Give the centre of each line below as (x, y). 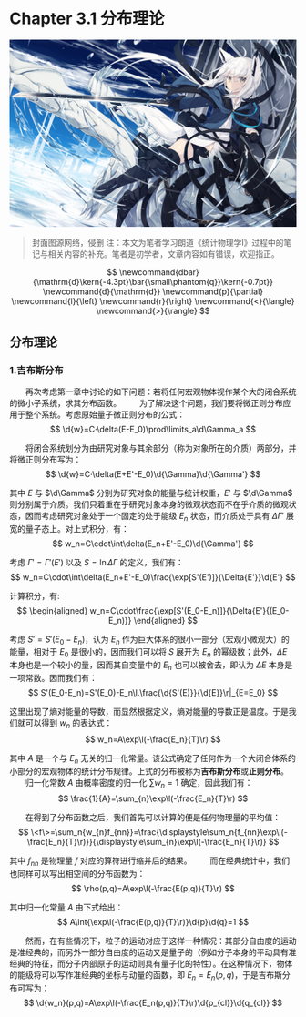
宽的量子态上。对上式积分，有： (69, 528)
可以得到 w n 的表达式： (69, 724)
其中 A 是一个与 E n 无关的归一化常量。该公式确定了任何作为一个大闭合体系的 (153, 759)
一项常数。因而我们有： (53, 678)
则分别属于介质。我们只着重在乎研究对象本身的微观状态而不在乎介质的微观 (149, 504)
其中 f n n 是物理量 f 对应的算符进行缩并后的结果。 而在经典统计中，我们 (149, 862)
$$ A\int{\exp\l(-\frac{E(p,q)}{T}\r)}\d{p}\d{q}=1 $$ (153, 922)
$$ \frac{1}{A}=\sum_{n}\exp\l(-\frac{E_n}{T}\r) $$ (153, 798)
